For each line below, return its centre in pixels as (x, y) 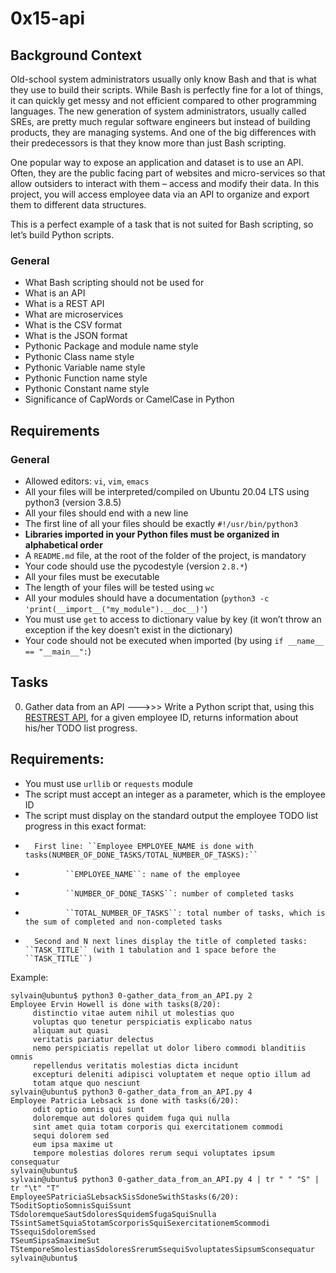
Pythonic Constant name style (87, 389)
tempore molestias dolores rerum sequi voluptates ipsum (153, 1153)
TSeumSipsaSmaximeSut (55, 1240)
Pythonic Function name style (86, 378)
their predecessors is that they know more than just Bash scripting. (148, 143)
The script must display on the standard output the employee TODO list (171, 815)
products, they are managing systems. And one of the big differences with (163, 132)
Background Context (76, 55)
